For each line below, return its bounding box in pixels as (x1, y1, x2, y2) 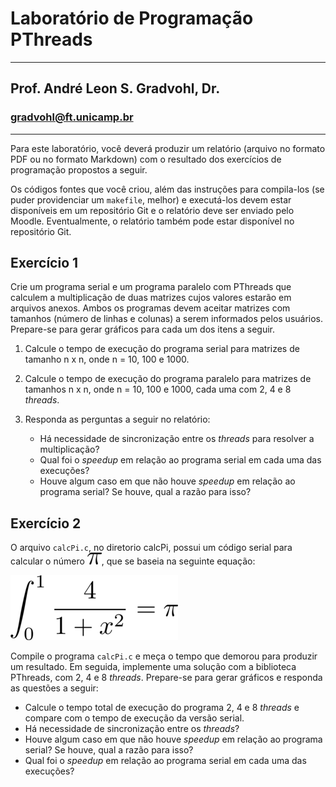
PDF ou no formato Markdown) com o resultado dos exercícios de (10, 153, 282, 165)
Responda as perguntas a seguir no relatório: (24, 413, 211, 426)
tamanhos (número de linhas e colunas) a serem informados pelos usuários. (10, 313, 324, 325)
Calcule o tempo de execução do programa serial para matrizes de (24, 343, 300, 355)
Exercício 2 (10, 515, 82, 532)
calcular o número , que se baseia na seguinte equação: (10, 555, 256, 567)
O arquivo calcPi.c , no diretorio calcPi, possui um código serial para (10, 542, 293, 554)
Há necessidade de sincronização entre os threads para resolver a (39, 433, 315, 445)
